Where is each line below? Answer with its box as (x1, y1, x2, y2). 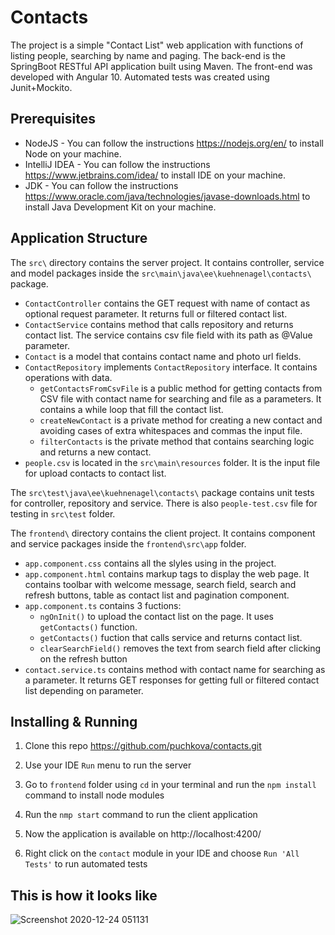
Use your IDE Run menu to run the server (24, 759, 192, 771)
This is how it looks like (10, 887, 158, 904)
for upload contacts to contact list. (24, 467, 167, 479)
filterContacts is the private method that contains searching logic (39, 435, 315, 447)
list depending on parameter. (24, 684, 144, 696)
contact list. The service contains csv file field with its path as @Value (24, 329, 313, 341)
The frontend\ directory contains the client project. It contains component (10, 527, 316, 539)
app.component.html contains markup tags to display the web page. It (24, 567, 310, 580)
